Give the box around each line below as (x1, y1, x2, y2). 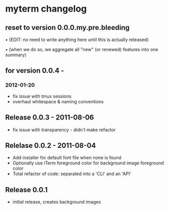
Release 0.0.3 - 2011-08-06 (5, 113, 95, 122)
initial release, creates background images (12, 199, 101, 205)
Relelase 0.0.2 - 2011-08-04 (5, 141, 96, 150)
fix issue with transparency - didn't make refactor (12, 127, 116, 133)
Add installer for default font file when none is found (12, 155, 121, 161)
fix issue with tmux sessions (12, 93, 72, 99)
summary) (5, 52, 27, 58)
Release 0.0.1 (5, 185, 48, 194)
